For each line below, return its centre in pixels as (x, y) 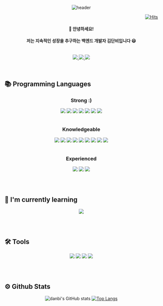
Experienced (81, 159)
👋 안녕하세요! (81, 29)
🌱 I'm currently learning (41, 200)
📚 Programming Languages (48, 84)
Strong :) (81, 101)
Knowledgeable (81, 129)
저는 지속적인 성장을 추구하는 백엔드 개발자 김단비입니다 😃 (81, 41)
